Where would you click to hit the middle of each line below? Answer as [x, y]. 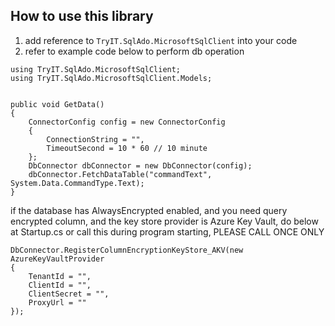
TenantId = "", [60, 276]
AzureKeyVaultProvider [57, 259]
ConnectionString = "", [95, 139]
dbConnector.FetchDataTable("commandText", [120, 174]
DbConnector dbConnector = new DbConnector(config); [140, 165]
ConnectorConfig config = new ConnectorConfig [127, 122]
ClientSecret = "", [69, 294]
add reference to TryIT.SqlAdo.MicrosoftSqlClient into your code [161, 40]
